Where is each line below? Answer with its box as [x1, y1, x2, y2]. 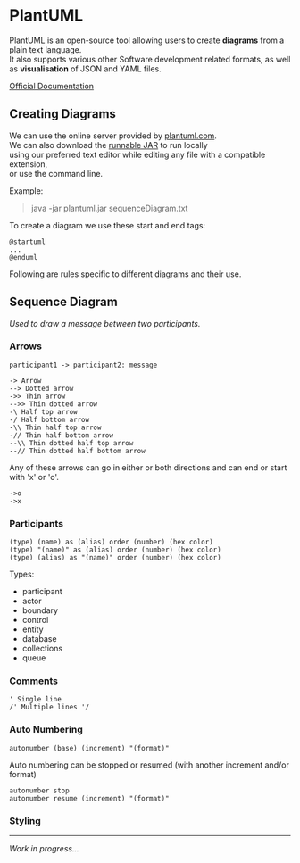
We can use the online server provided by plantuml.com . [9, 130, 217, 141]
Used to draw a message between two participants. [9, 318, 201, 328]
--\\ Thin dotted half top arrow [9, 438, 134, 447]
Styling [9, 814, 42, 826]
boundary [21, 605, 59, 616]
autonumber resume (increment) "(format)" [9, 793, 170, 803]
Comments [9, 675, 58, 687]
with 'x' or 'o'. [9, 471, 60, 482]
